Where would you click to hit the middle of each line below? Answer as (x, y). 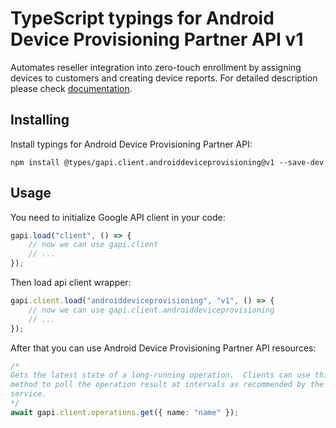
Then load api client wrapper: (71, 283)
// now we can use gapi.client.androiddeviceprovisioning (151, 310)
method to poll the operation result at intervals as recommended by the (167, 385)
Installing (40, 120)
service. (28, 394)
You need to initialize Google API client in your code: (118, 217)
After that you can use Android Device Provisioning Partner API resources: (163, 348)
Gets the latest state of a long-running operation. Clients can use (160, 375)
